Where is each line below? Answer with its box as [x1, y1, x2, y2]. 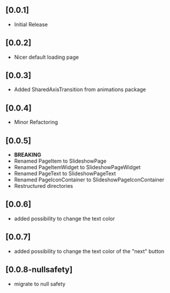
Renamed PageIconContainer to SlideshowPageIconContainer [14, 176, 165, 183]
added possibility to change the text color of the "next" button [14, 247, 165, 255]
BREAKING [14, 151, 42, 159]
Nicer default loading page [14, 53, 79, 60]
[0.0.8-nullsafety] [5, 265, 73, 275]
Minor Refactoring [14, 119, 58, 126]
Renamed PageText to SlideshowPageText [14, 170, 116, 177]
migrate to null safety [14, 280, 66, 287]
